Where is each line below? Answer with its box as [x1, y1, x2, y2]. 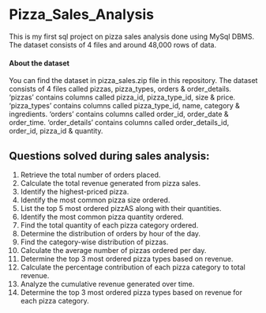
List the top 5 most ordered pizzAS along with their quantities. [20, 203, 222, 213]
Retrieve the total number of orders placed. [20, 170, 161, 179]
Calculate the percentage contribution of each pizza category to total [20, 262, 245, 272]
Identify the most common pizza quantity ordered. [20, 212, 184, 221]
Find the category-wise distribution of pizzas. [20, 237, 169, 247]
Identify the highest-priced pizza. [20, 187, 129, 196]
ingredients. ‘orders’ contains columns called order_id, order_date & [9, 109, 229, 119]
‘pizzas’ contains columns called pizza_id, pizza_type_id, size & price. [9, 92, 236, 102]
